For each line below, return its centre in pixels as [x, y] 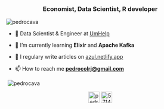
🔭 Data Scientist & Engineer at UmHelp [62, 34]
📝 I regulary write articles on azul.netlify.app [69, 57]
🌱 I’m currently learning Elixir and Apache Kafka [75, 45]
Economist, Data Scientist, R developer [100, 9]
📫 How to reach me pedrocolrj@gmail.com [69, 69]
